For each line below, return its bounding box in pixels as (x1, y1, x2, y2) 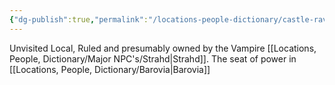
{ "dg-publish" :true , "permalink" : (9, 14, 149, 25)
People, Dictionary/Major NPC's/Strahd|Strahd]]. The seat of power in (9, 52, 297, 65)
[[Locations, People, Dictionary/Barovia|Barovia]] (9, 63, 211, 75)
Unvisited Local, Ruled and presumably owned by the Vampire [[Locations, (9, 42, 317, 54)
